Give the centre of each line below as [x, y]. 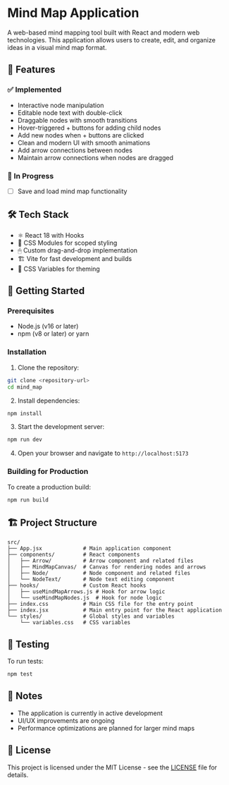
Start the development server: [61, 427]
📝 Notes [25, 696]
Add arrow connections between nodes [75, 150]
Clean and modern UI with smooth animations [84, 142]
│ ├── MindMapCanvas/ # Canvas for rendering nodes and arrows [107, 567]
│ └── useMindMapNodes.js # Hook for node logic [85, 598]
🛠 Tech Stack [38, 215]
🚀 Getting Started [46, 291]
